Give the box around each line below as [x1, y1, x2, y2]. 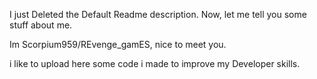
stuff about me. [9, 19, 73, 31]
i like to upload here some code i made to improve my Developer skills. [9, 58, 301, 69]
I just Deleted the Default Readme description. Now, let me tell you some [9, 9, 307, 20]
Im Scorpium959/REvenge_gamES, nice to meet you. [9, 39, 227, 50]
